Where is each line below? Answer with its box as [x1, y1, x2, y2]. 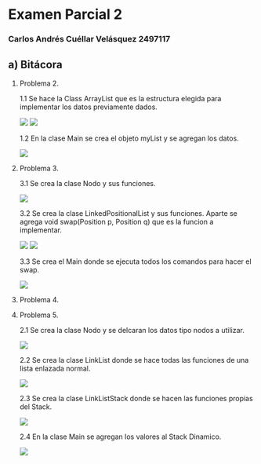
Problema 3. [19, 163, 59, 173]
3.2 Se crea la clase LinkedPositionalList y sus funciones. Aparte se [19, 208, 237, 217]
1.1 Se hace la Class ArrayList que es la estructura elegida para [19, 93, 222, 103]
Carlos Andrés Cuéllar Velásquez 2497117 [8, 34, 171, 45]
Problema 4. [19, 294, 59, 304]
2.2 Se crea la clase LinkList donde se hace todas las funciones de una [19, 355, 249, 364]
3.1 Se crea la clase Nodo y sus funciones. [19, 178, 156, 188]
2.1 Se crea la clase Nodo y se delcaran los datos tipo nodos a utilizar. [19, 325, 245, 334]
